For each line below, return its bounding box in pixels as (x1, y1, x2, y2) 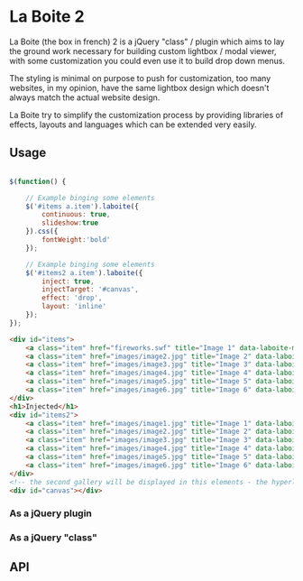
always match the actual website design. (9, 92, 161, 103)
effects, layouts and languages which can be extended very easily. (9, 119, 257, 130)
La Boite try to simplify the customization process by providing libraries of (9, 109, 284, 120)
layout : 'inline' (41, 302, 106, 311)
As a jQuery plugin (9, 507, 93, 520)
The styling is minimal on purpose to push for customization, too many (9, 72, 271, 83)
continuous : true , (41, 210, 111, 219)
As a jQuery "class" (9, 531, 97, 544)
